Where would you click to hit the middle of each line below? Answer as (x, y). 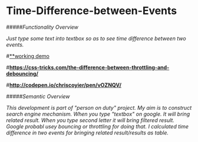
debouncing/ (22, 73)
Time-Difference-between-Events (92, 11)
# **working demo (28, 56)
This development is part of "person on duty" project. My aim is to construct (99, 107)
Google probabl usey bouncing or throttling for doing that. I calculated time (97, 126)
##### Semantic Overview (38, 96)
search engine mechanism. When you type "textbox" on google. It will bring (98, 114)
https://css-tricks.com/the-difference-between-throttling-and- (89, 67)
